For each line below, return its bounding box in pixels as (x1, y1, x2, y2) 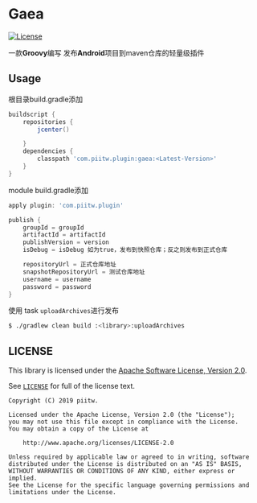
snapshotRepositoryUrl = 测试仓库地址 (22, 267, 145, 276)
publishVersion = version (22, 238, 110, 246)
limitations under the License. (8, 489, 116, 497)
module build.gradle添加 (8, 185, 89, 195)
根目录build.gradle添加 (8, 94, 84, 104)
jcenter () (37, 126, 70, 134)
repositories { (22, 118, 74, 126)
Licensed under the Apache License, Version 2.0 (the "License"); (8, 411, 235, 419)
